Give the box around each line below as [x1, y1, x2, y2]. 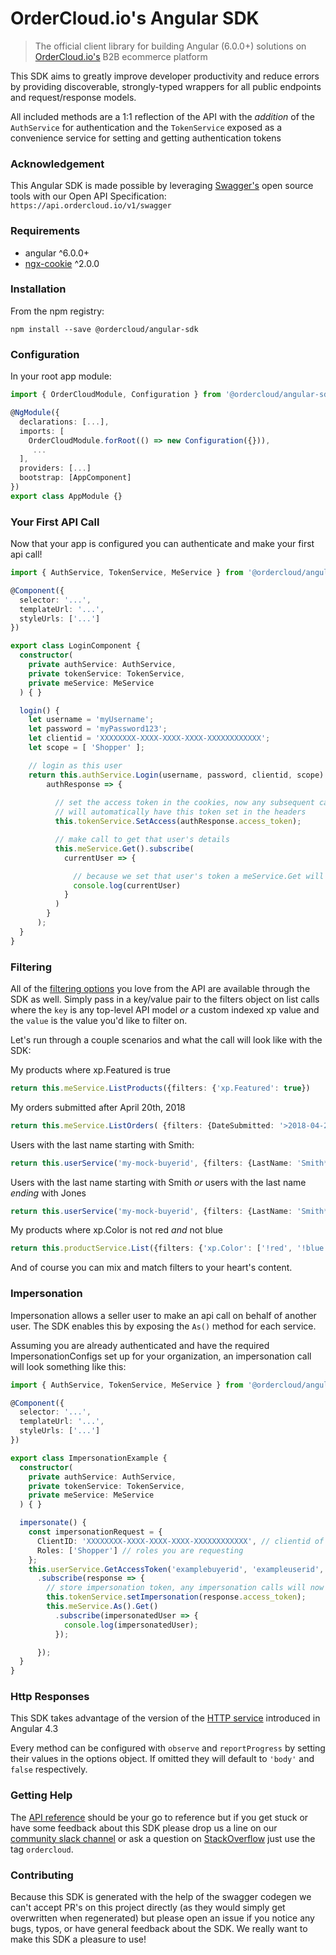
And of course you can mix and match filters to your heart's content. [10, 1262, 293, 1274]
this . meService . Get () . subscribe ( [54, 843, 195, 854]
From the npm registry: [10, 305, 105, 317]
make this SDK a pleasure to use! [10, 1933, 147, 1946]
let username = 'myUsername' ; [28, 715, 155, 725]
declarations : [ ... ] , [19, 417, 110, 427]
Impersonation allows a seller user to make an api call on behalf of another [10, 1309, 317, 1321]
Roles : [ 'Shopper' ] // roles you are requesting [36, 1545, 244, 1556]
